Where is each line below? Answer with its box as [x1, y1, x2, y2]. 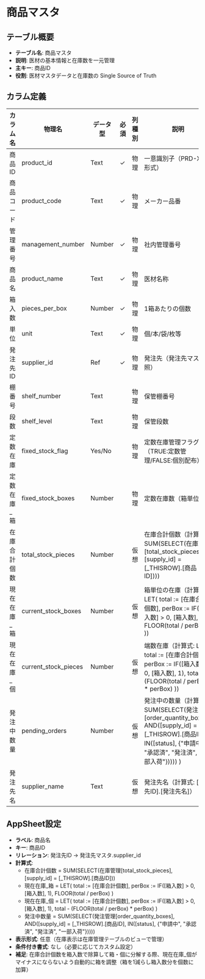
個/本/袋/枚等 [144, 329, 182, 338]
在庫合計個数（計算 [144, 530, 200, 539]
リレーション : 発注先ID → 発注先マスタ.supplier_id [15, 852, 142, 859]
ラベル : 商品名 [15, 836, 51, 844]
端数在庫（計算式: [144, 641, 195, 650]
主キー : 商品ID [15, 65, 51, 71]
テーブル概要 [6, 32, 54, 42]
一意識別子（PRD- [144, 154, 197, 162]
